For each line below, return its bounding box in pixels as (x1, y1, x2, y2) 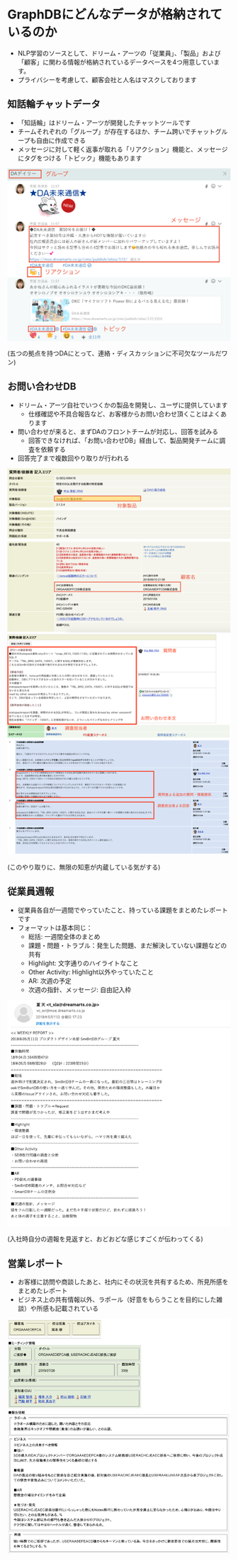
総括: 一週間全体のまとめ (28, 932, 101, 940)
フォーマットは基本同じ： (17, 923, 93, 932)
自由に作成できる (35, 136, 86, 144)
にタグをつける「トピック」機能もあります (17, 154, 142, 162)
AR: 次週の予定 (28, 977, 72, 985)
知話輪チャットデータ (7, 98, 101, 110)
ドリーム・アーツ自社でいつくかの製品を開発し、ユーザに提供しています (17, 401, 228, 409)
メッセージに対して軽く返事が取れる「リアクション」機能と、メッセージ (17, 144, 228, 153)
